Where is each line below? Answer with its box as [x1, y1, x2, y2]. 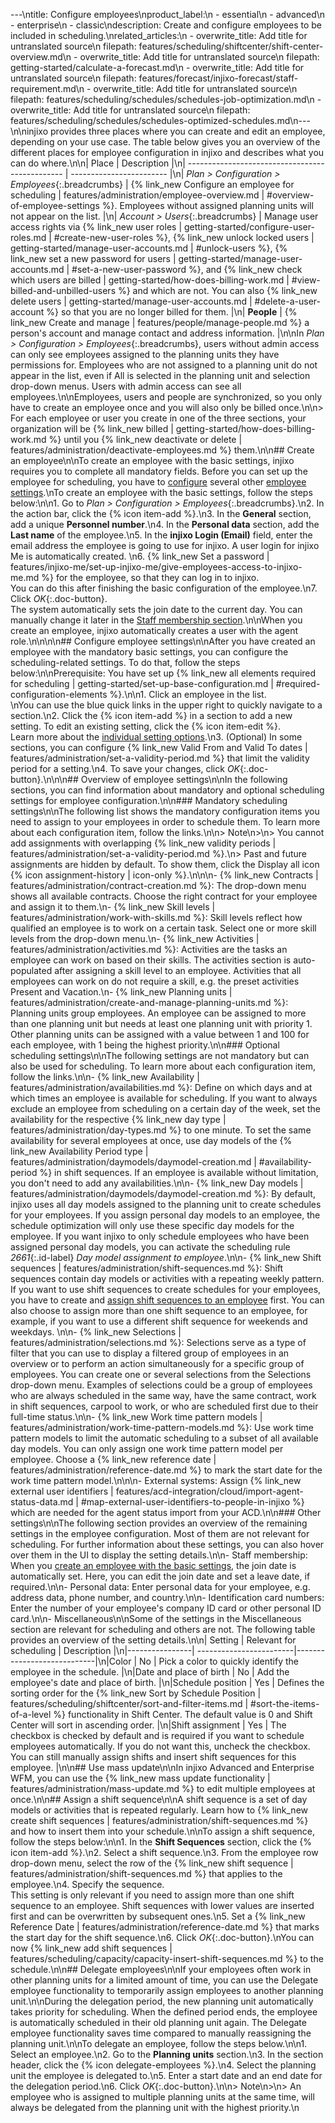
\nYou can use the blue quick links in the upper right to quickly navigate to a [10, 699, 323, 711]
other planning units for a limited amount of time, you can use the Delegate [10, 1974, 319, 1986]
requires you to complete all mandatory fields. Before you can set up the [10, 465, 308, 477]
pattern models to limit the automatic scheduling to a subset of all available [10, 1432, 319, 1444]
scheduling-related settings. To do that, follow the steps [10, 657, 241, 668]
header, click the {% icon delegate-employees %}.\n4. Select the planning [10, 2059, 317, 2071]
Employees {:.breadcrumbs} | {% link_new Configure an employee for [10, 179, 295, 190]
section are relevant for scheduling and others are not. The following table [10, 1624, 316, 1635]
